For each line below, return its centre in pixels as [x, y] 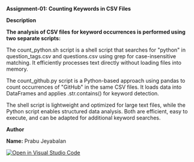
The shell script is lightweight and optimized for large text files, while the [96, 105]
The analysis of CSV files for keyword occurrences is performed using [96, 32]
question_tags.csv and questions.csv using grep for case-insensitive [91, 56]
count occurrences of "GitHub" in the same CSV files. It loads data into [94, 87]
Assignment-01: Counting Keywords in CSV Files [68, 9]
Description [21, 20]
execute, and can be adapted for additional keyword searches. [83, 118]
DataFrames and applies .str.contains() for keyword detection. [83, 93]
